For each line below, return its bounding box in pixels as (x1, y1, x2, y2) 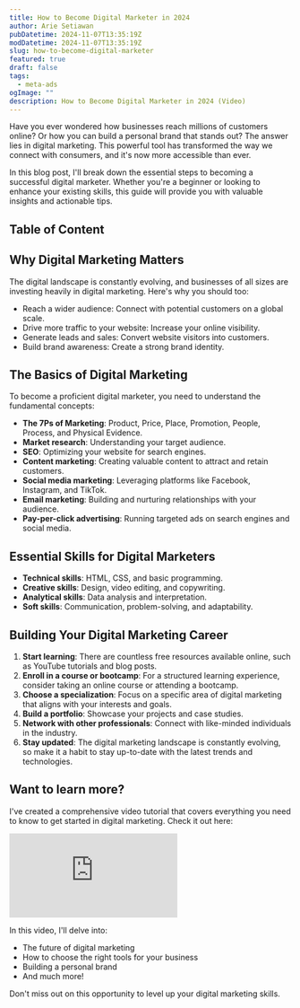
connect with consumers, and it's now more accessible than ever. (9, 150, 252, 161)
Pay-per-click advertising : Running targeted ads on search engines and (21, 513, 290, 524)
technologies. (21, 756, 73, 767)
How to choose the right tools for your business (21, 951, 199, 962)
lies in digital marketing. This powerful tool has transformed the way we (9, 140, 273, 151)
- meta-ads (17, 80, 58, 89)
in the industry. (21, 728, 78, 739)
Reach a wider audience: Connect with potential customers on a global (21, 302, 284, 314)
